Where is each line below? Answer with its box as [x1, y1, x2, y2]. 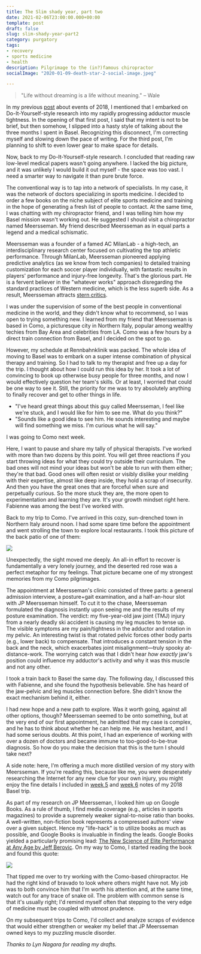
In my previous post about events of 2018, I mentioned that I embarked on [6, 103, 188, 111]
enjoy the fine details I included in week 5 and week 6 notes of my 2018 [6, 781, 182, 788]
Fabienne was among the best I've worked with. [6, 502, 124, 510]
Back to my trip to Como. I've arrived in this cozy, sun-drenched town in [6, 514, 184, 521]
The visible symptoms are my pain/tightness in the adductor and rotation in [6, 625, 191, 632]
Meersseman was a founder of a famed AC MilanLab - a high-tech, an [6, 241, 179, 248]
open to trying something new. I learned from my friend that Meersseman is [6, 316, 193, 323]
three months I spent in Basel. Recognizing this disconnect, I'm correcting [6, 129, 188, 136]
